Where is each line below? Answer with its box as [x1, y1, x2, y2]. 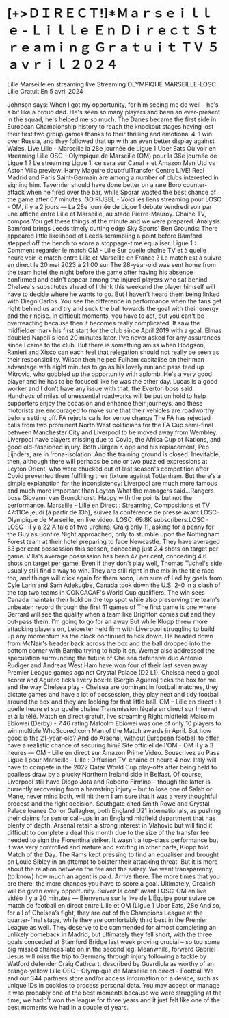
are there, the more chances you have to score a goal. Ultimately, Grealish [7, 879, 215, 887]
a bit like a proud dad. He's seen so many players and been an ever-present [7, 108, 221, 116]
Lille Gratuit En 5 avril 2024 [7, 87, 83, 95]
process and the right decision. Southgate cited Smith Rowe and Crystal [7, 799, 210, 808]
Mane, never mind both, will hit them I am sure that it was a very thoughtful [7, 792, 217, 800]
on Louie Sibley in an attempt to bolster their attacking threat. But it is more [7, 857, 218, 866]
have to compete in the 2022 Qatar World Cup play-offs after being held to [7, 762, 217, 771]
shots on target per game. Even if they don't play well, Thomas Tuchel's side [7, 559, 223, 567]
